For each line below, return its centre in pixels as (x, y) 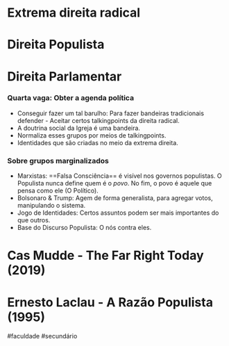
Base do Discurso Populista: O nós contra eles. (84, 228)
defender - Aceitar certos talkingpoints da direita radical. (98, 120)
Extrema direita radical (74, 13)
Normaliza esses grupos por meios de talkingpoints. (92, 135)
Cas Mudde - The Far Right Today (105, 256)
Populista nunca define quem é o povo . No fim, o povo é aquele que (114, 183)
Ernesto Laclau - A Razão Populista (110, 302)
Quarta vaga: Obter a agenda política (70, 98)
